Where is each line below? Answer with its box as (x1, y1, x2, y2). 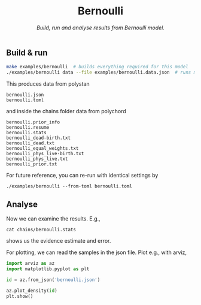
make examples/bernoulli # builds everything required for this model (6, 64, 188, 70)
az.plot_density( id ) (6, 288, 58, 294)
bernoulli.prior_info (6, 119, 60, 125)
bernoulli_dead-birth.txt (6, 135, 71, 141)
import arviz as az (6, 261, 55, 267)
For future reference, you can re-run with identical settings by (6, 171, 159, 179)
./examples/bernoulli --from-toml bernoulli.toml (6, 183, 133, 189)
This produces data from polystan (6, 80, 90, 87)
